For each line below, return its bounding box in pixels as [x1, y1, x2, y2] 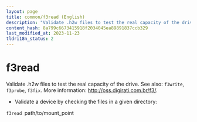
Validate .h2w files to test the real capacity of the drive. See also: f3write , [6, 80, 185, 87]
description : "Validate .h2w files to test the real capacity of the [6, 19, 180, 25]
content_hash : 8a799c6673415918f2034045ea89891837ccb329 [6, 25, 148, 31]
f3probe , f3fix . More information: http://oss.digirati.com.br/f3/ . [6, 86, 158, 94]
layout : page [6, 8, 38, 15]
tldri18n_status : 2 [6, 36, 54, 42]
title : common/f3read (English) [6, 14, 85, 20]
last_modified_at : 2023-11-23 [6, 30, 80, 36]
